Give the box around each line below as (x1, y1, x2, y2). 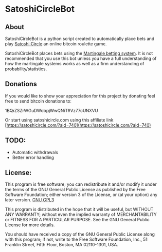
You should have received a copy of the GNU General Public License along (5, 232, 155, 237)
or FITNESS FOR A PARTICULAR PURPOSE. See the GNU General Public (5, 217, 150, 223)
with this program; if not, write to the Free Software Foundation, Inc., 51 (5, 236, 147, 242)
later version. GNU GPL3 (5, 197, 54, 203)
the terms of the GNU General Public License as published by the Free (5, 187, 146, 193)
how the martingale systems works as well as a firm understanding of (5, 61, 144, 66)
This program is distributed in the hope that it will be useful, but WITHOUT (5, 206, 154, 213)
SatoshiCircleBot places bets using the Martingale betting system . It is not (5, 50, 153, 56)
